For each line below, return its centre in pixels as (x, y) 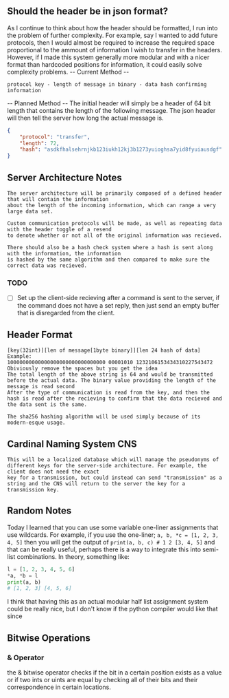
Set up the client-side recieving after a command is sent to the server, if (118, 298)
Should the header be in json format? (88, 11)
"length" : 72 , (39, 143)
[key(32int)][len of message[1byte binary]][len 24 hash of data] (104, 350)
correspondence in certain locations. (59, 687)
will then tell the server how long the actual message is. (85, 118)
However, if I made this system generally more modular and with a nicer (108, 57)
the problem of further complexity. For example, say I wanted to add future (112, 35)
